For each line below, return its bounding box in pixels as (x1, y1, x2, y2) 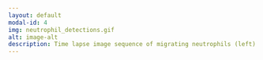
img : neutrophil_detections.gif (8, 26, 115, 34)
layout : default (8, 11, 62, 19)
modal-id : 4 (8, 19, 47, 26)
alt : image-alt (8, 33, 58, 41)
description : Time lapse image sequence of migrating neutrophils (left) (8, 41, 257, 48)
